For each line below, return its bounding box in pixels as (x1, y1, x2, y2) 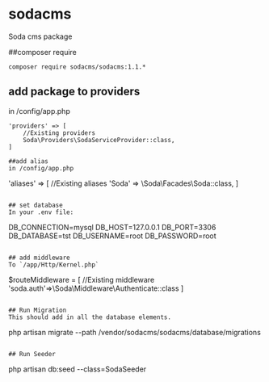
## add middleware (8, 254, 70, 262)
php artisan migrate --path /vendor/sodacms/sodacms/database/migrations (8, 327, 261, 337)
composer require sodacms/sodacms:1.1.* (8, 62, 147, 71)
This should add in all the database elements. (8, 313, 172, 321)
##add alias (8, 157, 48, 166)
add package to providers (8, 85, 141, 99)
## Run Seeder (8, 350, 57, 358)
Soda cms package (8, 31, 73, 41)
